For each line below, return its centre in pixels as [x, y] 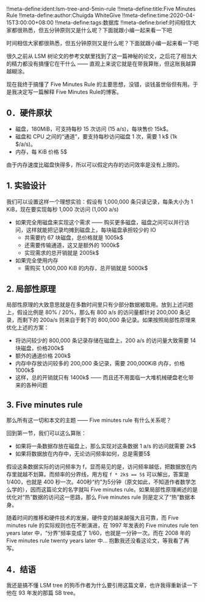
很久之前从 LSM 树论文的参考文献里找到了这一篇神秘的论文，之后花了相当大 [102, 56]
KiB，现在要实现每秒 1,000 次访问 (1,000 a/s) [63, 209]
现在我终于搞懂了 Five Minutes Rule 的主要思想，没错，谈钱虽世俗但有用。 [100, 84]
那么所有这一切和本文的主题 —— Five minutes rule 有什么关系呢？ [89, 420]
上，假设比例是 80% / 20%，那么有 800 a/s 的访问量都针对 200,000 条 [95, 312]
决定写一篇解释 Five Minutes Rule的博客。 [69, 92]
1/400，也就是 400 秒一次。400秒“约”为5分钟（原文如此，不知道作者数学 [99, 482]
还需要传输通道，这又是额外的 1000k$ [72, 245]
